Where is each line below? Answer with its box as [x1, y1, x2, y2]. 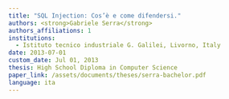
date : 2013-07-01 [8, 49, 67, 57]
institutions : [8, 34, 56, 42]
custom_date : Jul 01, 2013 [8, 57, 99, 65]
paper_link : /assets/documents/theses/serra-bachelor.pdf [8, 71, 207, 79]
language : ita [8, 78, 56, 86]
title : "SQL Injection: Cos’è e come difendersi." [8, 11, 182, 20]
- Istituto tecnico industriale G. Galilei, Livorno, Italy [15, 42, 221, 49]
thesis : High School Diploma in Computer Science [8, 64, 178, 72]
